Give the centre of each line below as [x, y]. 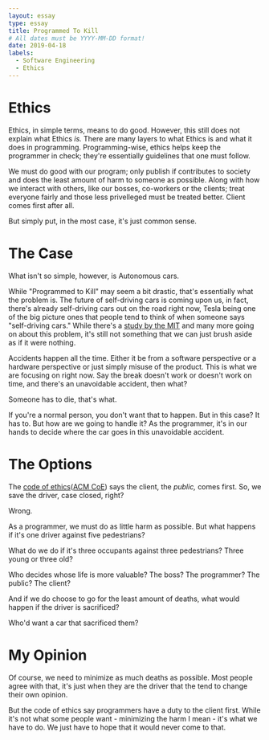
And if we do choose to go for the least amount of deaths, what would [124, 599]
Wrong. [20, 510]
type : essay [28, 23]
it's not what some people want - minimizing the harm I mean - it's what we [133, 718]
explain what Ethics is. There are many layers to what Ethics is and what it [130, 138]
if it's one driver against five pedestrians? [77, 534]
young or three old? [41, 558]
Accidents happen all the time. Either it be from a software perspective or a [132, 358]
